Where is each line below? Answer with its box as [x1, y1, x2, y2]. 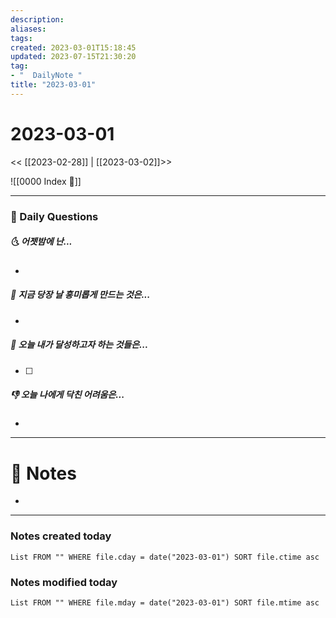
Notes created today [10, 529, 112, 543]
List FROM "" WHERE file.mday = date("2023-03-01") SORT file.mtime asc [10, 598, 320, 608]
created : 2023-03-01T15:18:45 [10, 42, 137, 53]
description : [10, 14, 65, 25]
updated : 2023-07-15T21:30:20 [10, 52, 137, 62]
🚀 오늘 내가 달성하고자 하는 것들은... [10, 339, 149, 351]
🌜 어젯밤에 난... [10, 236, 73, 248]
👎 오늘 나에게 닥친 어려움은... [10, 389, 125, 401]
